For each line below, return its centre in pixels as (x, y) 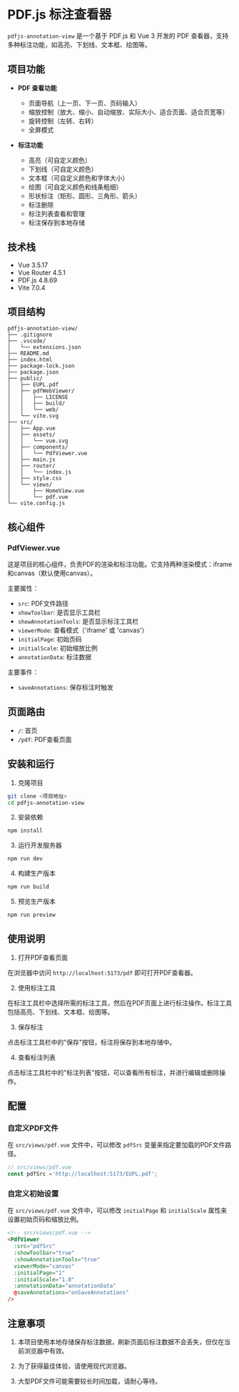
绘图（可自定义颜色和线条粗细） (75, 187)
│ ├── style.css (35, 479)
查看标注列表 (36, 1057)
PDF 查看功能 (37, 88)
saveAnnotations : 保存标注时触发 (66, 687)
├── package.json (33, 372)
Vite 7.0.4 (31, 288)
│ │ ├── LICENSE (38, 397)
